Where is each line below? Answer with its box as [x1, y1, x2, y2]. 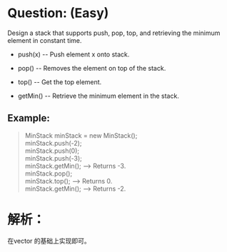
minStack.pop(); [24, 169, 73, 178]
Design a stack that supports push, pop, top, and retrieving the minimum [7, 29, 221, 37]
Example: [7, 112, 50, 124]
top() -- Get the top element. [17, 77, 102, 86]
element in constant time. [7, 36, 82, 44]
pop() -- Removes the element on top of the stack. [17, 64, 166, 72]
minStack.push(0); [24, 146, 80, 155]
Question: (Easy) [7, 5, 109, 21]
